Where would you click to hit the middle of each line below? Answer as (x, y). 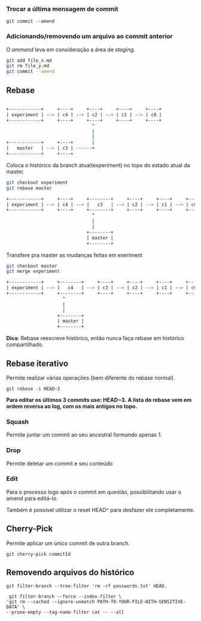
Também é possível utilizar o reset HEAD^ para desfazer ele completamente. (100, 510)
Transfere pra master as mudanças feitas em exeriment (74, 255)
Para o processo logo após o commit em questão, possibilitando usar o (94, 492)
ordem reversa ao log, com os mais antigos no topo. (72, 406)
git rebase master (29, 188)
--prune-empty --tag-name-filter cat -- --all (65, 613)
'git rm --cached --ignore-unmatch (51, 602)
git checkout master (32, 266)
